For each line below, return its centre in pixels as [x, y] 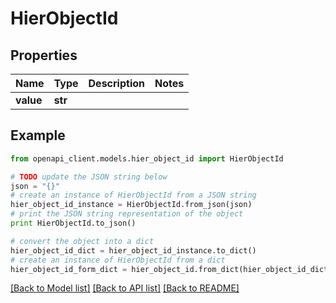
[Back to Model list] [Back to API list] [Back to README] [125, 288]
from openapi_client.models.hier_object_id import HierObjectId [147, 158]
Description [116, 83]
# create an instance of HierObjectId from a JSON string [133, 195]
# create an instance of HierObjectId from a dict [118, 260]
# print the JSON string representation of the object [127, 214]
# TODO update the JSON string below [89, 177]
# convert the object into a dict [82, 241]
